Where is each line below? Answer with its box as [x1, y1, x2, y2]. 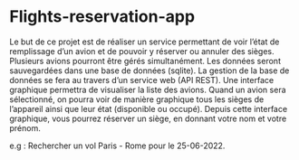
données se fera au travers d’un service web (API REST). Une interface [9, 74, 275, 85]
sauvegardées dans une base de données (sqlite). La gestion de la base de [9, 65, 290, 76]
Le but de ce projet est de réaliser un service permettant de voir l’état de [9, 36, 280, 47]
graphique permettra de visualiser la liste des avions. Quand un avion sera [9, 84, 287, 95]
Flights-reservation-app [9, 6, 196, 27]
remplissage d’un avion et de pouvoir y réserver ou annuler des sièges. [9, 45, 275, 56]
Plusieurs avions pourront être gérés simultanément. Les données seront [9, 55, 281, 66]
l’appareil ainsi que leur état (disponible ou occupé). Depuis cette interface [9, 103, 288, 114]
